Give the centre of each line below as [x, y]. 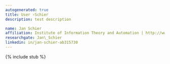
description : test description [38, 19]
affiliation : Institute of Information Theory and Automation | [74, 33]
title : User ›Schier [27, 15]
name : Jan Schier [24, 28]
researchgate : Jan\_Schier [34, 38]
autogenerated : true [27, 10]
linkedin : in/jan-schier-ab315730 [42, 43]
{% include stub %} [26, 56]
